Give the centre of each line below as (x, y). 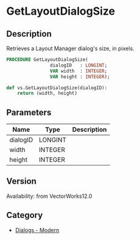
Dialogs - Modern (37, 230)
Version (21, 181)
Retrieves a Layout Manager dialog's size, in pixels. (71, 48)
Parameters (29, 112)
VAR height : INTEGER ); (80, 77)
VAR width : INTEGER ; (79, 71)
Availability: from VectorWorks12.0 (49, 196)
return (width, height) (47, 93)
